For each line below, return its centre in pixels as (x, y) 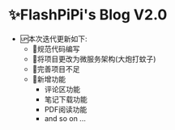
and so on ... (65, 118)
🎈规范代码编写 (56, 48)
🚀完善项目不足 (56, 69)
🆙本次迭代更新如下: (53, 39)
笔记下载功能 (66, 99)
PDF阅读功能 (66, 109)
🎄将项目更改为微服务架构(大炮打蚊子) (94, 59)
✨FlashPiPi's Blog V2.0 (88, 15)
